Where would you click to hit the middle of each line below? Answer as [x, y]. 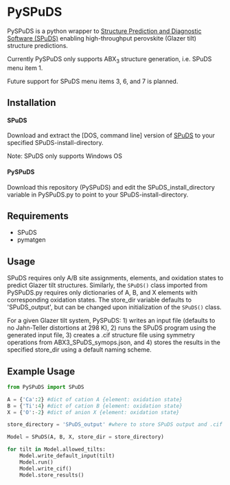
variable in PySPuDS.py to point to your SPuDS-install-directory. [98, 194]
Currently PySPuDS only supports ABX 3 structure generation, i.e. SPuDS [110, 59]
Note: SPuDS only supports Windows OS [65, 156]
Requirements [38, 216]
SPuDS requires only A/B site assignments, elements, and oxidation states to [115, 278]
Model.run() [36, 462]
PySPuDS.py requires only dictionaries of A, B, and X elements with [102, 293]
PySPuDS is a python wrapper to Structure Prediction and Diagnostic [104, 31]
